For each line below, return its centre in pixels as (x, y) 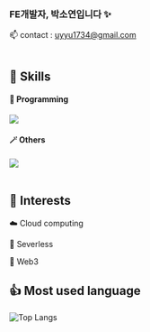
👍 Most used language (75, 291)
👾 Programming (39, 99)
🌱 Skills (30, 76)
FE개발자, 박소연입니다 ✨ (61, 14)
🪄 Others (27, 140)
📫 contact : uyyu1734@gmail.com (73, 35)
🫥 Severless (31, 244)
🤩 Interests (40, 201)
